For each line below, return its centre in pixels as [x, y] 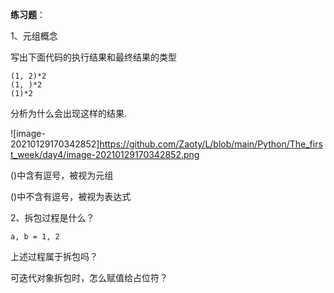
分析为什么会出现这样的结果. [69, 113]
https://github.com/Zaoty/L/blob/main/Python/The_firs [211, 144]
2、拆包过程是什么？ [52, 217]
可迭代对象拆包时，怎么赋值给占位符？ [89, 277]
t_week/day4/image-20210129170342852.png [105, 154]
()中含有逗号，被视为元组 [62, 175]
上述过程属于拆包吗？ [54, 256]
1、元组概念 [34, 36]
